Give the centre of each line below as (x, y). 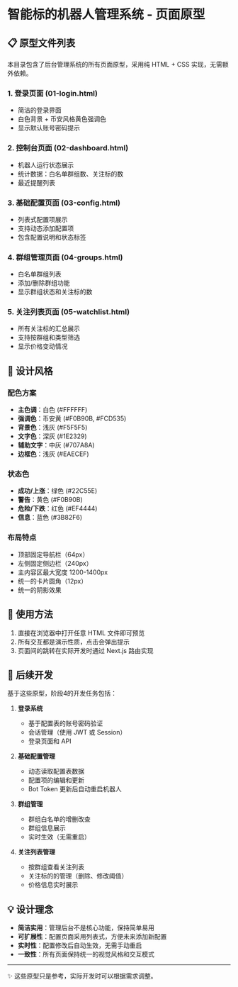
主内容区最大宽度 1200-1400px (63, 572)
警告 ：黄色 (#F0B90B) (50, 500)
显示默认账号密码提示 (49, 128)
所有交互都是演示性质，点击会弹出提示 (73, 642)
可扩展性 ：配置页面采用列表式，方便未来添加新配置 (92, 937)
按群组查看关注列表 (56, 867)
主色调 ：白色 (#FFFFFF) (52, 410)
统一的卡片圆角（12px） (52, 581)
